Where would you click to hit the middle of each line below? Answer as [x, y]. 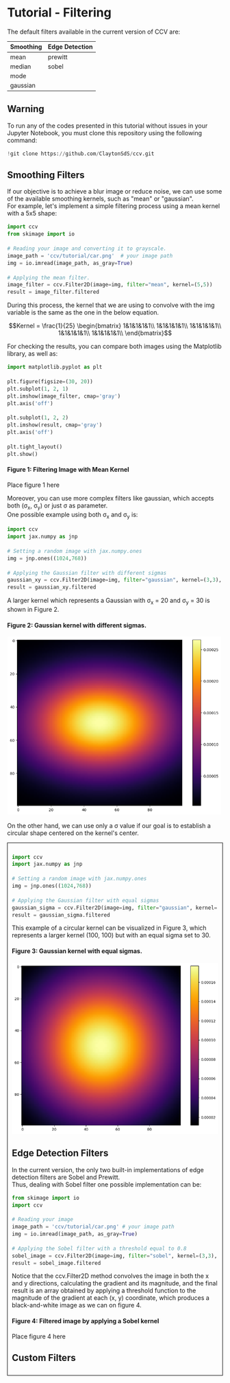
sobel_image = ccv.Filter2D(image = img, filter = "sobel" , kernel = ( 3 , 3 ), [115, 1256]
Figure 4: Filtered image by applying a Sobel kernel [86, 1321]
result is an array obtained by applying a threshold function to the [104, 1291]
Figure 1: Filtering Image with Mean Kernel [68, 470]
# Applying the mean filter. [49, 277]
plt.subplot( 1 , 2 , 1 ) [38, 389]
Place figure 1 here [34, 485]
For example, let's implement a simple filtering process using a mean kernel [114, 206]
